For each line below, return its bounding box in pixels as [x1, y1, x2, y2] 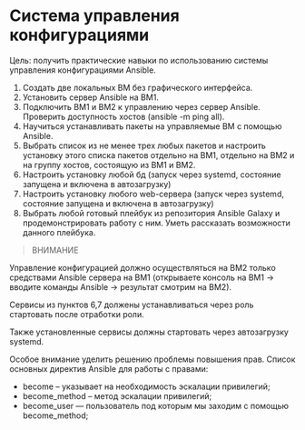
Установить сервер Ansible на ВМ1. [22, 92, 159, 103]
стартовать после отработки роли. [9, 308, 144, 319]
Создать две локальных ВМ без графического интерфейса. [22, 82, 253, 93]
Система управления [9, 5, 180, 26]
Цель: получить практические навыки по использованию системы [9, 55, 269, 65]
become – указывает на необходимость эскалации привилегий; [22, 381, 271, 392]
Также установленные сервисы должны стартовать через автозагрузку [9, 326, 289, 337]
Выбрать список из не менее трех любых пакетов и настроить [22, 140, 266, 151]
